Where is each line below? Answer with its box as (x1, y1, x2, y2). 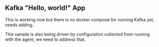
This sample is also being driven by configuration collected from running (5, 31, 150, 37)
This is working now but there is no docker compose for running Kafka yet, (5, 16, 155, 22)
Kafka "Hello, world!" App (5, 4, 86, 12)
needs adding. (5, 22, 34, 28)
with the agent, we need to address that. (5, 36, 86, 42)
